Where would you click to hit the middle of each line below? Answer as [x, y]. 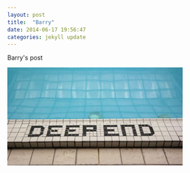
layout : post [26, 15]
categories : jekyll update [47, 37]
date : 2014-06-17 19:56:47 [47, 29]
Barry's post [25, 58]
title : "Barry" [31, 22]
